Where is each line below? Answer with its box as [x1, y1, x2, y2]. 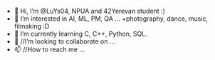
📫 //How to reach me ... [14, 45, 85, 54]
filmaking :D [14, 22, 50, 30]
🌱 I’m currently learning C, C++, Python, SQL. [14, 29, 147, 38]
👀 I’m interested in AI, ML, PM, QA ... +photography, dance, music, [14, 14, 209, 23]
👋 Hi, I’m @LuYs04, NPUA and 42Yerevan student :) [14, 7, 165, 15]
